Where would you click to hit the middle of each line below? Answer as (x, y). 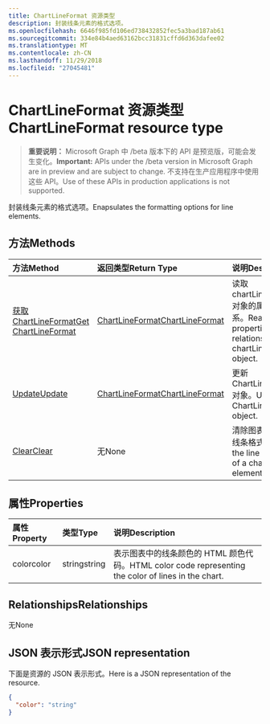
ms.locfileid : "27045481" (51, 68)
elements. (25, 216)
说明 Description (144, 533)
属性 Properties (46, 503)
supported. (46, 190)
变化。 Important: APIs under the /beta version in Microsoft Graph (144, 161)
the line (246, 452)
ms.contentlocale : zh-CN (50, 53)
